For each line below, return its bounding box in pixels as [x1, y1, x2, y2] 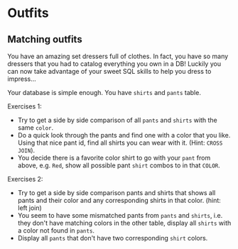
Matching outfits [7, 33, 83, 45]
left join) [17, 204, 43, 212]
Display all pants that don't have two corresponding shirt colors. [17, 234, 208, 242]
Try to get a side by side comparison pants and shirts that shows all [17, 189, 216, 197]
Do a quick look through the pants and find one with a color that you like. [17, 131, 231, 139]
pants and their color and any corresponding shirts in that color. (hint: [17, 197, 222, 204]
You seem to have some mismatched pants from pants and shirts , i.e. [17, 211, 223, 219]
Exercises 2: [7, 175, 43, 183]
